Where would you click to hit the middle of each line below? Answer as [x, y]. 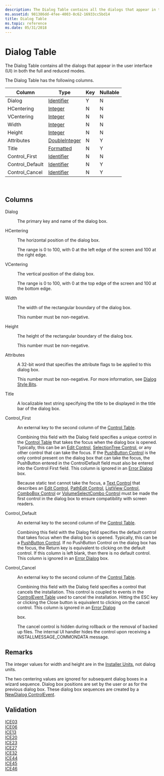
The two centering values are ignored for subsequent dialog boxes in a [76, 679]
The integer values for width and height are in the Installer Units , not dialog [80, 664]
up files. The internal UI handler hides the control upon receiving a [84, 631]
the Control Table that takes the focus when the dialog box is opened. [87, 442]
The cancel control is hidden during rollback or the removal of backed [87, 626]
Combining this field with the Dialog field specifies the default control [87, 532]
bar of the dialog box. [39, 408]
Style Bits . [27, 384]
